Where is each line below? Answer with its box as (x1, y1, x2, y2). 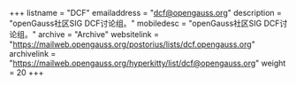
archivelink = (9, 49, 57, 58)
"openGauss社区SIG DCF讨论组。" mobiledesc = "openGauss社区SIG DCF (9, 18, 280, 28)
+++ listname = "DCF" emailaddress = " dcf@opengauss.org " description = (9, 8, 283, 18)
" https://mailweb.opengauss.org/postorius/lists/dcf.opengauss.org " (9, 39, 256, 50)
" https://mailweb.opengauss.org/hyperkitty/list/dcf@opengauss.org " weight (9, 58, 286, 68)
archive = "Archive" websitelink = (38, 29, 159, 39)
